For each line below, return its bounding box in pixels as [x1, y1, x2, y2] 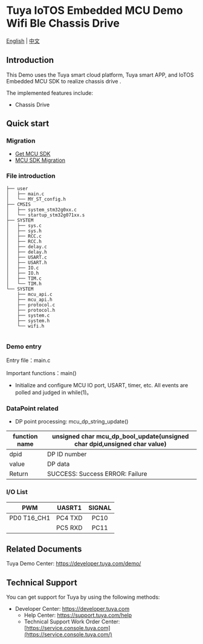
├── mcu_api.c [17, 291, 53, 297]
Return [9, 469, 28, 478]
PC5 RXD [56, 523, 83, 532]
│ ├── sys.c [6, 222, 42, 228]
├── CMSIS [6, 201, 31, 207]
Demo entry [6, 342, 42, 350]
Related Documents [6, 544, 82, 555]
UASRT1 [57, 503, 82, 512]
